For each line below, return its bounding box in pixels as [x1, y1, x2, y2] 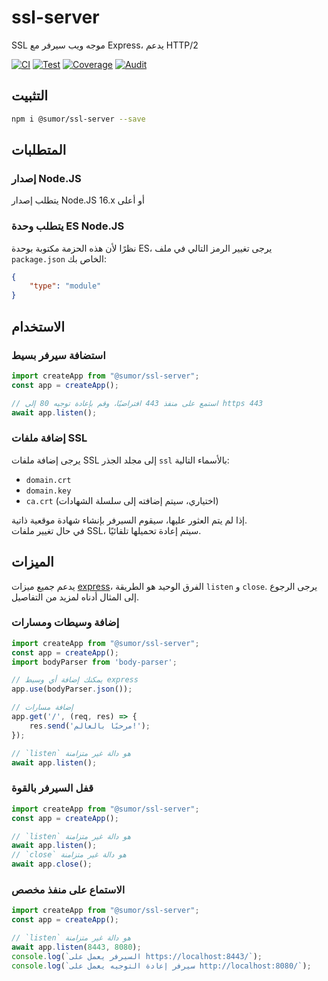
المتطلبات [11, 142, 67, 159]
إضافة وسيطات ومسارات [11, 616, 120, 630]
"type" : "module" [29, 281, 102, 291]
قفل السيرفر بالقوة [11, 781, 94, 795]
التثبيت [11, 87, 49, 105]
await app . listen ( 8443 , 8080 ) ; [11, 942, 142, 952]
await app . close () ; [11, 859, 93, 870]
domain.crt [25, 475, 72, 485]
